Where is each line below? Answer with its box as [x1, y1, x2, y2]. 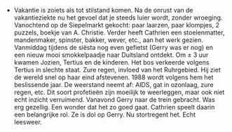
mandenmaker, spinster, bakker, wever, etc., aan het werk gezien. [13, 36, 203, 44]
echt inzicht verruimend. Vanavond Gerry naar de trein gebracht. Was [13, 95, 215, 104]
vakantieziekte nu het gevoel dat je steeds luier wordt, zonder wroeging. [13, 13, 223, 22]
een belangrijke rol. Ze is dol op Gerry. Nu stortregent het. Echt [13, 110, 196, 119]
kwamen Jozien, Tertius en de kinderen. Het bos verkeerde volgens [13, 58, 210, 66]
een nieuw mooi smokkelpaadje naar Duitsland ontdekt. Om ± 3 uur [13, 51, 209, 59]
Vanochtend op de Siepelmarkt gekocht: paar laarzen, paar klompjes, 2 [13, 21, 219, 29]
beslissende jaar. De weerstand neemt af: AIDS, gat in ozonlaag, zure [13, 81, 214, 88]
